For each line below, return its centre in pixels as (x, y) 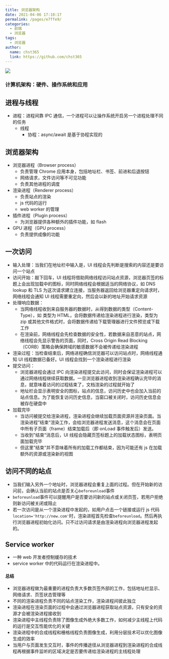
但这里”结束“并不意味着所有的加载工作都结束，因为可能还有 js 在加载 (91, 447)
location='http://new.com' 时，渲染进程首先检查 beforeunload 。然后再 (85, 516)
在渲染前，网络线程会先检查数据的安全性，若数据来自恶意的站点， (88, 334)
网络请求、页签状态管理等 (39, 595)
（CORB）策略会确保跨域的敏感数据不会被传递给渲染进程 (79, 347)
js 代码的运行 (33, 203)
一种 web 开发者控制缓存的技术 (45, 557)
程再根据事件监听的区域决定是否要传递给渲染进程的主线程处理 (76, 651)
